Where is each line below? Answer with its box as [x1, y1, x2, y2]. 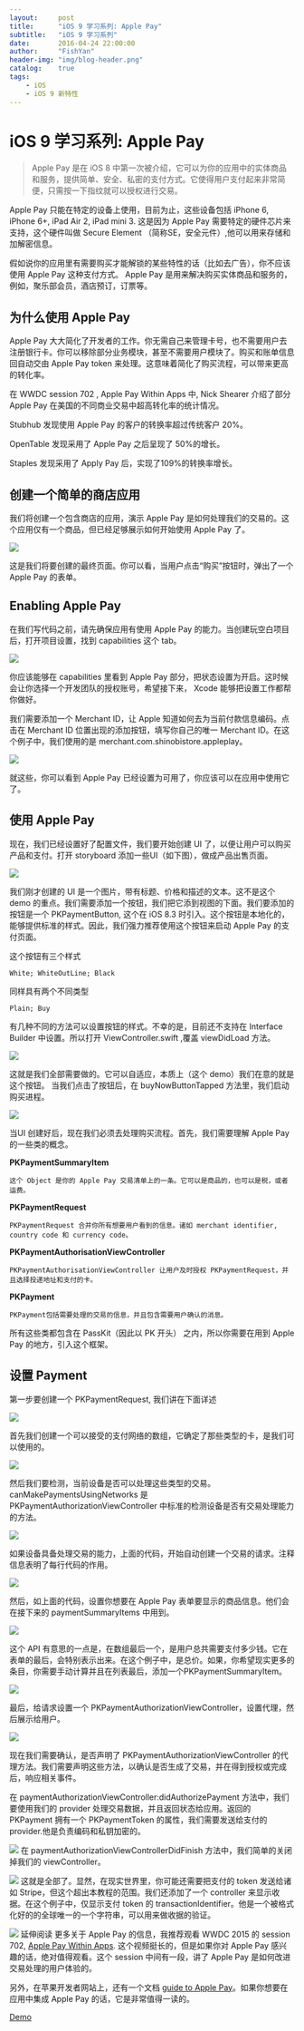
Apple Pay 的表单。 [9, 572, 81, 583]
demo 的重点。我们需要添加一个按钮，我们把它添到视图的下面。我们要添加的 [9, 897, 295, 908]
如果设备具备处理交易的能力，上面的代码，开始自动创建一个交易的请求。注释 [9, 1548, 295, 1559]
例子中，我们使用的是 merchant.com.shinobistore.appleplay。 [16, 735, 248, 746]
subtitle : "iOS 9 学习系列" [9, 30, 118, 39]
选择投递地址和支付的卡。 [15, 1275, 98, 1284]
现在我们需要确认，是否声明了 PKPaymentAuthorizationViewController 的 [9, 1749, 281, 1760]
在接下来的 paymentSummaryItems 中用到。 [9, 1607, 175, 1618]
